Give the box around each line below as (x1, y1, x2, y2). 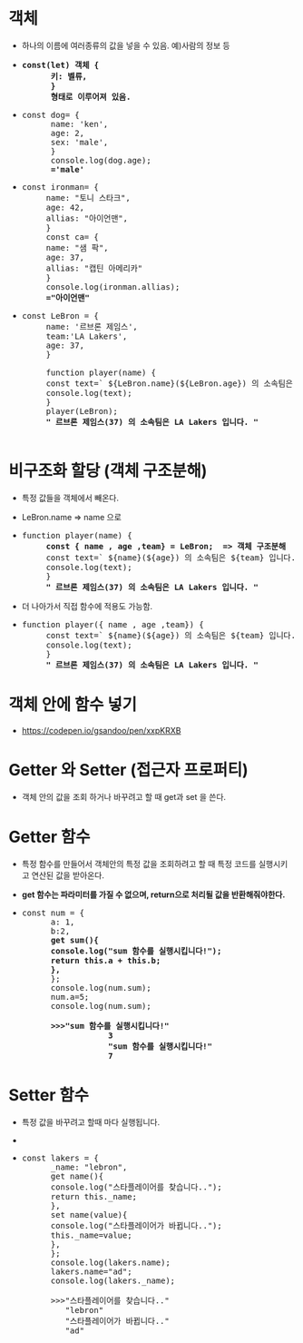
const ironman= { (21, 182, 99, 192)
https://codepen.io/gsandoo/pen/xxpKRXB (21, 725, 181, 736)
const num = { (21, 907, 85, 918)
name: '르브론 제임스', (45, 321, 138, 331)
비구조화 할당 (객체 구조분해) (8, 460, 208, 481)
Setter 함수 (8, 1084, 90, 1105)
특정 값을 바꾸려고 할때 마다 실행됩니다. (21, 1116, 161, 1127)
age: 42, (45, 202, 85, 212)
